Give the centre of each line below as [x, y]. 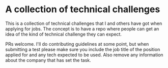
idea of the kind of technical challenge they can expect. [64, 34]
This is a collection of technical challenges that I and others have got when [84, 23]
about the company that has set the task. [48, 60]
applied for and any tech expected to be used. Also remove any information [85, 55]
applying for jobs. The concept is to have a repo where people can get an [82, 28]
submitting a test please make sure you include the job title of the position [83, 49]
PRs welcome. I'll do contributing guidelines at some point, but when [77, 44]
